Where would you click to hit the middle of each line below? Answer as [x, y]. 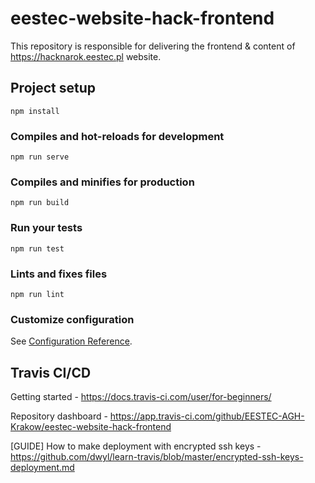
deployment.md [42, 468]
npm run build [40, 203]
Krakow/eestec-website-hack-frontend [91, 427]
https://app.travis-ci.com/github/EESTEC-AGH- [207, 416]
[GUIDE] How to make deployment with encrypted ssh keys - [136, 446]
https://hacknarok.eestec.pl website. [86, 56]
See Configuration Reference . [71, 341]
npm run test [37, 248]
